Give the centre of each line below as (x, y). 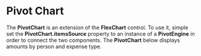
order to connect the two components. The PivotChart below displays (93, 40)
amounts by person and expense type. (54, 46)
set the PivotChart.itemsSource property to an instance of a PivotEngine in (101, 33)
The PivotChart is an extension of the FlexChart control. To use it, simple (97, 27)
